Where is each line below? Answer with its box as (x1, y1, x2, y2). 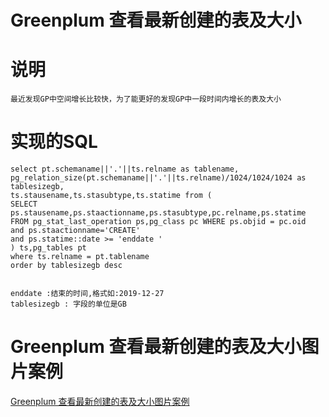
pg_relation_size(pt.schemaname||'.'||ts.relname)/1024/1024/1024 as (10, 173, 307, 183)
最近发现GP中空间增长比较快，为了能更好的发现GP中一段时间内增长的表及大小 (10, 94, 282, 105)
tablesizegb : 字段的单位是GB (10, 299, 127, 310)
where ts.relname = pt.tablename (10, 252, 150, 262)
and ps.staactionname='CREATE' (10, 226, 141, 236)
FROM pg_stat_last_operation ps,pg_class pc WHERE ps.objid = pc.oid (10, 217, 307, 227)
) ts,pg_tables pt (10, 243, 87, 253)
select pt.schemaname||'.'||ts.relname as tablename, (10, 164, 240, 175)
